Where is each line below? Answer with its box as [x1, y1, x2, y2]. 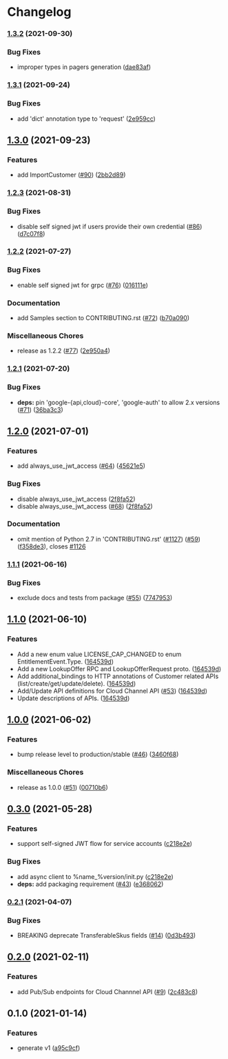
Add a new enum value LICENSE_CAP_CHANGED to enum [17, 650, 182, 658]
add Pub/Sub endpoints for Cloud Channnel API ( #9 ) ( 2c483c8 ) [17, 987, 198, 996]
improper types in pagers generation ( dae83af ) [17, 63, 152, 71]
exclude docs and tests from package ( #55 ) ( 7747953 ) [17, 594, 173, 602]
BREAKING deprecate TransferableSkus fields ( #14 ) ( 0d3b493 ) [17, 931, 196, 939]
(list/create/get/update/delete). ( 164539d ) [17, 679, 136, 687]
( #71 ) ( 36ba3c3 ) [17, 405, 63, 414]
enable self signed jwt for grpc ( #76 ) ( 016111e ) [17, 281, 148, 289]
